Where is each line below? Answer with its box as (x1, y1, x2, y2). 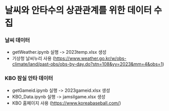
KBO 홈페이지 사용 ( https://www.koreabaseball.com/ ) (12, 100, 121, 106)
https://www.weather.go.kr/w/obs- (54, 55, 127, 61)
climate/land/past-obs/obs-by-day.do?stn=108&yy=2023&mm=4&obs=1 (12, 61, 163, 67)
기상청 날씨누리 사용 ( (12, 55, 55, 61)
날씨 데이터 (5, 36, 30, 44)
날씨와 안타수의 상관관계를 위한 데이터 (5, 5, 152, 16)
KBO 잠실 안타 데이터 (5, 75, 54, 82)
